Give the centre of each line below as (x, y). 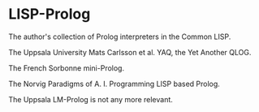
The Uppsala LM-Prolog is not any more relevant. (91, 99)
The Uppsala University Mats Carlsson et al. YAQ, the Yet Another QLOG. (130, 52)
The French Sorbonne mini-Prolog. (66, 68)
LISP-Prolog (50, 14)
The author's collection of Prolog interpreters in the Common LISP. (120, 37)
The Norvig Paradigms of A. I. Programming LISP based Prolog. (114, 84)
